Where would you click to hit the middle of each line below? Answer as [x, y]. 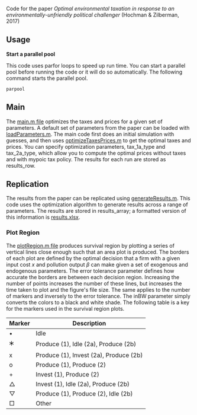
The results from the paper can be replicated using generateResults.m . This [98, 199]
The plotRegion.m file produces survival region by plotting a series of [90, 245]
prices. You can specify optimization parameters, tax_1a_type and [86, 146]
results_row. [21, 165]
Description [89, 323]
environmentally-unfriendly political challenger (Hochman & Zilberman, [93, 15]
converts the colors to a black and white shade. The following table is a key [98, 302]
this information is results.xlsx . [43, 217]
